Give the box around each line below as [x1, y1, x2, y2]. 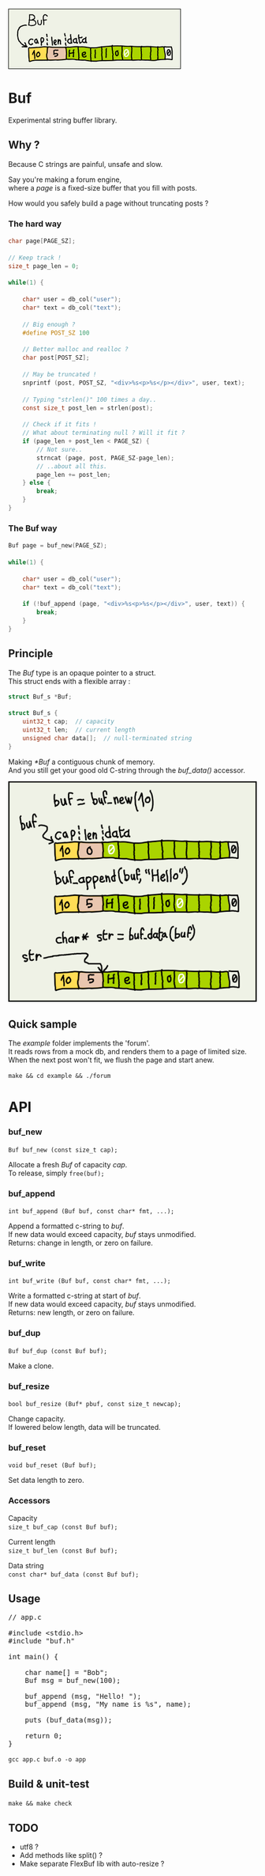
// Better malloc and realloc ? [22, 346, 129, 354]
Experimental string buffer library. [8, 115, 118, 125]
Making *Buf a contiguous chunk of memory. [8, 757, 155, 766]
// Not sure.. [36, 445, 83, 453]
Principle [8, 647, 54, 660]
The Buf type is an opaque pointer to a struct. [8, 668, 156, 677]
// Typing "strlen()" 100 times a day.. [22, 395, 157, 403]
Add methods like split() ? [19, 1850, 103, 1859]
